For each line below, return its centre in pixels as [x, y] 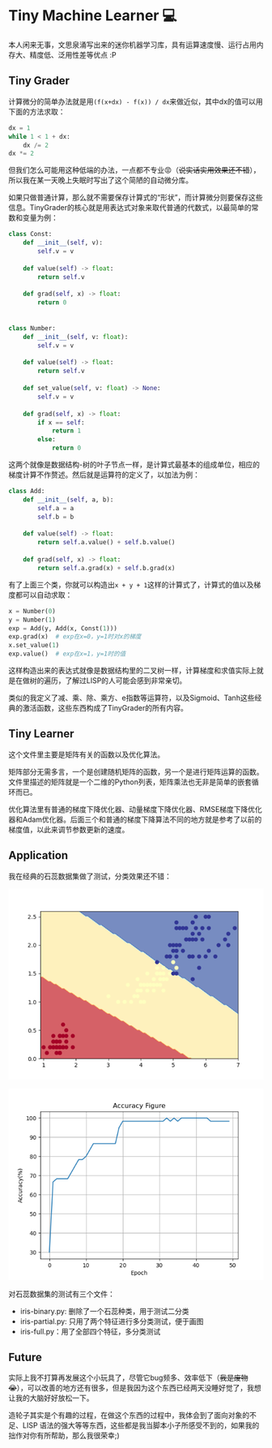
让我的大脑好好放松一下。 [51, 1398]
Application [38, 855]
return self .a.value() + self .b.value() [106, 543]
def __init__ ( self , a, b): [68, 500]
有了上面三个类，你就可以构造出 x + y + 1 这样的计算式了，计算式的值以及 [131, 584]
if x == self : [61, 423]
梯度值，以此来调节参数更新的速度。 [69, 829]
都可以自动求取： [44, 595]
